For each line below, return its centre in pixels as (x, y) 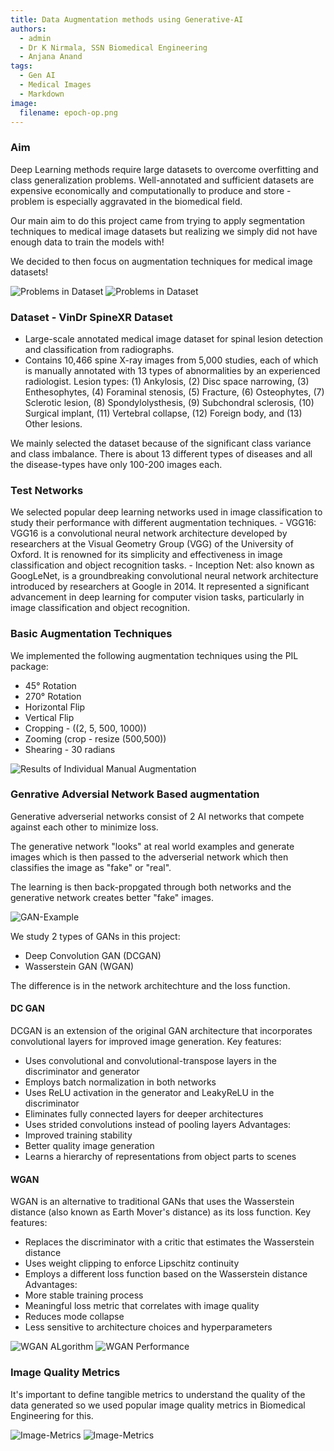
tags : (21, 66)
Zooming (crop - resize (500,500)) (95, 738)
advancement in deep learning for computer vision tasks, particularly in (157, 597)
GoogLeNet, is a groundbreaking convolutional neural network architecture (164, 576)
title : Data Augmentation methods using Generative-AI (127, 19)
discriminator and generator (82, 1072)
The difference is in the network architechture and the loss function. (150, 985)
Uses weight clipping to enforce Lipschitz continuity (132, 1263)
